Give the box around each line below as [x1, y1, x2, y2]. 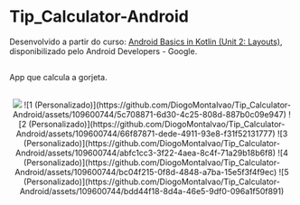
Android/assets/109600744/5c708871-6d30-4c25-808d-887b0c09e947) [12, 108, 287, 119]
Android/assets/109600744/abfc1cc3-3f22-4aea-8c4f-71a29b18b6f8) [14, 147, 277, 158]
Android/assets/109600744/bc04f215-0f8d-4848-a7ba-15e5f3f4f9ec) [14, 166, 277, 177]
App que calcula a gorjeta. [9, 72, 108, 83]
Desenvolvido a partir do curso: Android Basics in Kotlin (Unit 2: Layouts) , [9, 36, 283, 47]
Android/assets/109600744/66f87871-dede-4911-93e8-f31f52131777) [15, 128, 276, 139]
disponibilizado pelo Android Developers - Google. [9, 45, 198, 56]
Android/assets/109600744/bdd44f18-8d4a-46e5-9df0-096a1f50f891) [19, 185, 285, 196]
